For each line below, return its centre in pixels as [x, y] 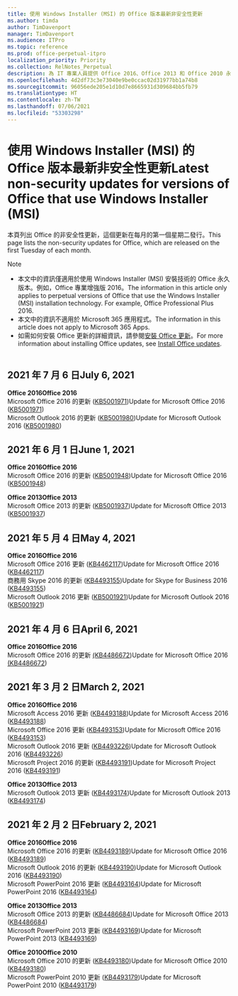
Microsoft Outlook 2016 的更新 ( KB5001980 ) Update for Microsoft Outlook [114, 417]
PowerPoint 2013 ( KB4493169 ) [52, 938]
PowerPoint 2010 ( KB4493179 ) [52, 985]
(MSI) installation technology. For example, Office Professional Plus [115, 303]
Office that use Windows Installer [108, 199]
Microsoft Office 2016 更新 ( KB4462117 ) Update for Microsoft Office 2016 [113, 564]
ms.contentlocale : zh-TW [44, 100]
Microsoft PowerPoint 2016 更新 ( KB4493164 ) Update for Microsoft [104, 884]
